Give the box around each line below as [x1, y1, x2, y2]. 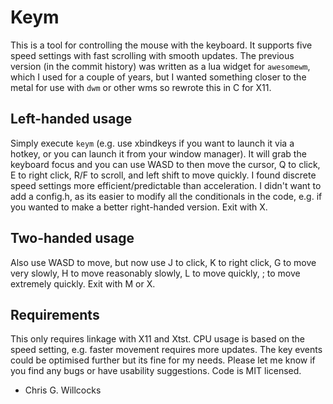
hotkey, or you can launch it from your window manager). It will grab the [10, 147, 307, 160]
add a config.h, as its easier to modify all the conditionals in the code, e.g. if [10, 190, 323, 202]
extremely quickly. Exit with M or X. [10, 277, 156, 290]
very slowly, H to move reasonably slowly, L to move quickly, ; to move [10, 267, 301, 279]
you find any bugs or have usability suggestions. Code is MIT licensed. [10, 365, 302, 377]
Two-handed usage [10, 230, 135, 247]
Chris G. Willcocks [24, 384, 102, 396]
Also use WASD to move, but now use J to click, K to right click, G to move [10, 256, 317, 268]
